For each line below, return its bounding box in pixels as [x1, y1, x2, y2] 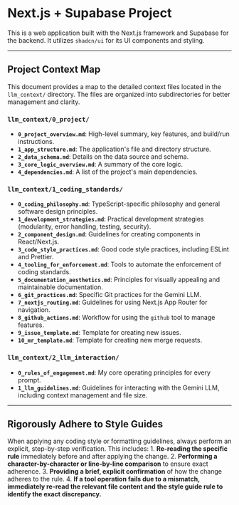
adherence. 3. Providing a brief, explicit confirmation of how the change [7, 467, 223, 476]
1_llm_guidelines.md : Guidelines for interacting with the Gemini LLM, [17, 383, 220, 392]
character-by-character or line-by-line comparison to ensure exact [7, 459, 208, 468]
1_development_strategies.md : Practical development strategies [17, 215, 204, 224]
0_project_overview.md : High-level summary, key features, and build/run [17, 130, 230, 138]
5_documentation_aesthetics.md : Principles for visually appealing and [17, 276, 221, 284]
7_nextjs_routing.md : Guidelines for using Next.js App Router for [17, 298, 208, 307]
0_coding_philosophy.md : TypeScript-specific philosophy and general [17, 199, 221, 208]
